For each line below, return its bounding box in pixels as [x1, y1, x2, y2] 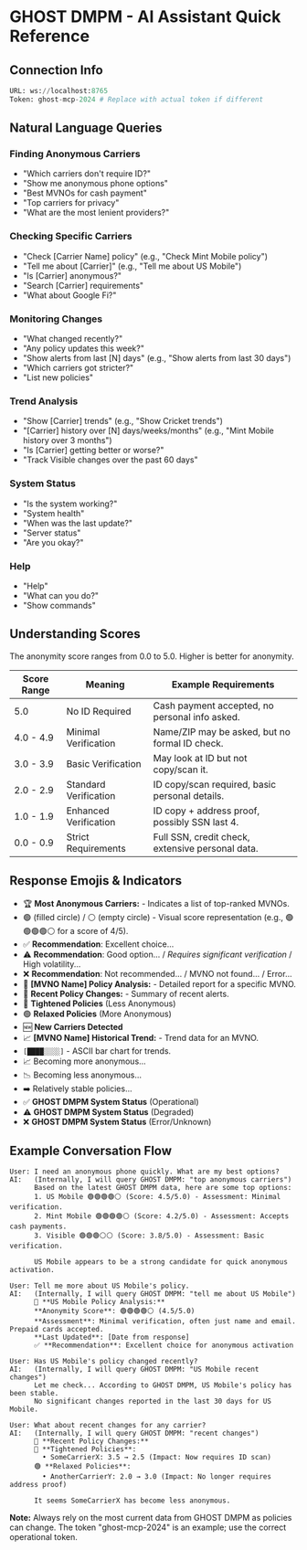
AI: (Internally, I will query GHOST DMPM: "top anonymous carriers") [9, 1175, 292, 1184]
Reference [9, 26, 90, 47]
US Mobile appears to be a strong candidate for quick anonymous [33, 1258, 288, 1267]
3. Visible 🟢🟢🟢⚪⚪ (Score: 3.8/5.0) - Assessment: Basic [33, 1231, 265, 1240]
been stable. [9, 1389, 59, 1398]
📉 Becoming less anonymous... [22, 1069, 143, 1080]
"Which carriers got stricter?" [22, 363, 134, 374]
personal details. [153, 789, 225, 802]
